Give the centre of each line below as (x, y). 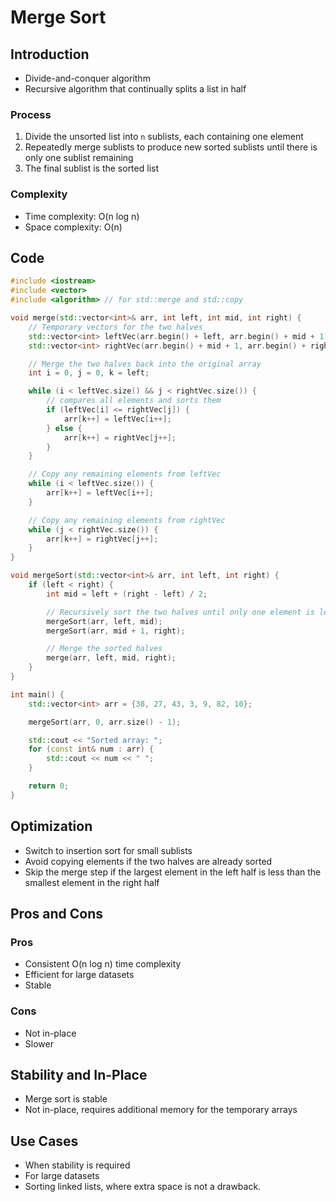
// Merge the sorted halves (104, 649)
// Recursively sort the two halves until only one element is (180, 612)
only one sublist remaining (79, 158)
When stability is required (77, 1165)
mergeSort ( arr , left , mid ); (104, 621)
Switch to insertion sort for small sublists (108, 850)
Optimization (51, 826)
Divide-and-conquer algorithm (87, 78)
